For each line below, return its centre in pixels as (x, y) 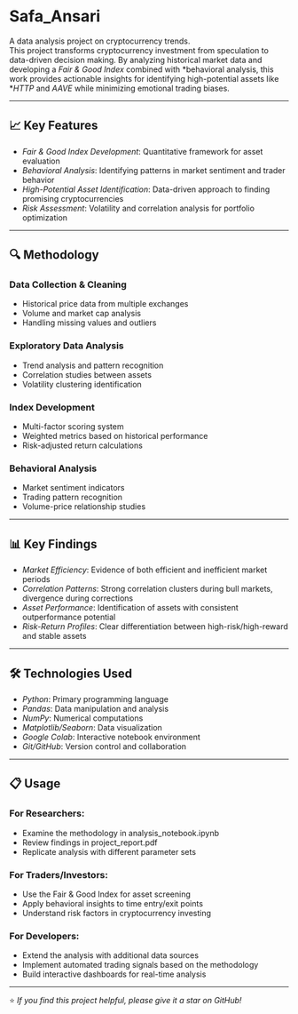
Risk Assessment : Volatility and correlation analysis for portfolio (138, 208)
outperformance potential (69, 617)
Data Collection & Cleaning (68, 284)
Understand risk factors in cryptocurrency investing (116, 913)
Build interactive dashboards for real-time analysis (114, 974)
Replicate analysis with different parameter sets (109, 851)
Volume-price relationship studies (84, 507)
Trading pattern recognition (72, 497)
